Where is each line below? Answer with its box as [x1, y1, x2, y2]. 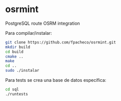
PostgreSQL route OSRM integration [5, 20, 80, 26]
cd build [5, 49, 24, 54]
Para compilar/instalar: [5, 30, 52, 36]
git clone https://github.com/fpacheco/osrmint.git [5, 39, 116, 45]
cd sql [5, 87, 19, 92]
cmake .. [5, 54, 24, 59]
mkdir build [5, 44, 30, 49]
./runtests [5, 91, 28, 96]
